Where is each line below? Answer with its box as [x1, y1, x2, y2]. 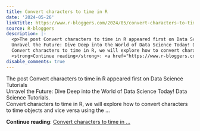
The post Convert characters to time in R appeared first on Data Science [6, 75, 183, 82]
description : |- [6, 31, 46, 37]
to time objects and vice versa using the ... [6, 107, 110, 114]
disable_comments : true [6, 58, 65, 64]
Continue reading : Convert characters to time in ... [6, 118, 131, 125]
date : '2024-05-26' [6, 14, 55, 20]
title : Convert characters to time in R [6, 8, 108, 15]
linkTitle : [6, 20, 33, 26]
